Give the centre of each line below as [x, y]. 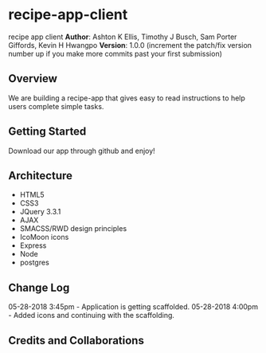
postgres [34, 263]
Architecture [41, 176]
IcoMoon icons [44, 237]
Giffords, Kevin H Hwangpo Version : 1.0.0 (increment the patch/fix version [130, 45]
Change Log [39, 287]
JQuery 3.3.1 [40, 212]
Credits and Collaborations [76, 340]
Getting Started [47, 132]
